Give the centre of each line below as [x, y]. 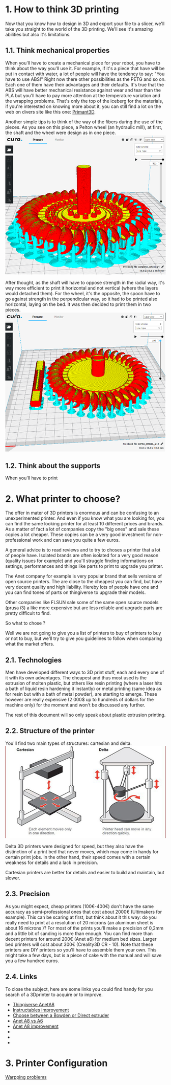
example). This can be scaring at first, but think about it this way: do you [81, 917]
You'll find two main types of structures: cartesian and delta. [69, 743]
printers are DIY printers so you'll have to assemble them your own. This [81, 949]
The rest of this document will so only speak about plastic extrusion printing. [85, 715]
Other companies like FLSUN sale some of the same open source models [82, 603]
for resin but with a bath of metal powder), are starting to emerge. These [81, 694]
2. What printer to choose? [63, 499]
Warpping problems [26, 1077]
